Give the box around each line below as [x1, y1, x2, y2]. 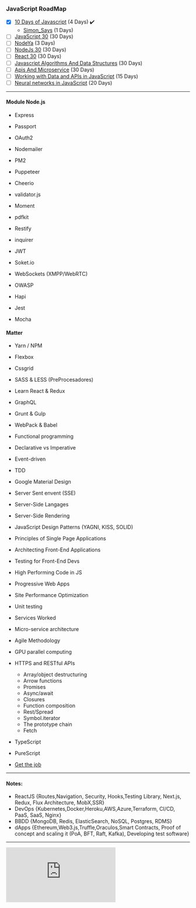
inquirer [14, 237, 34, 243]
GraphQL [14, 399, 37, 406]
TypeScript [14, 738, 41, 745]
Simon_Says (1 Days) [23, 27, 73, 34]
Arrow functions [23, 677, 62, 684]
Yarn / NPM [14, 342, 43, 350]
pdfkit [14, 214, 29, 221]
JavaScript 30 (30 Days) [14, 33, 74, 40]
